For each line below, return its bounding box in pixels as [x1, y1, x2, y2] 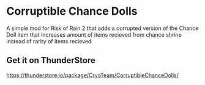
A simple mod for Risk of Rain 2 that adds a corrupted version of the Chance [6, 24, 199, 32]
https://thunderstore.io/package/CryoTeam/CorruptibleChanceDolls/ [6, 72, 179, 79]
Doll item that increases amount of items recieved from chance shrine [6, 31, 182, 38]
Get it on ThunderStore [6, 55, 96, 65]
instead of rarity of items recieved [6, 37, 92, 45]
